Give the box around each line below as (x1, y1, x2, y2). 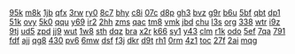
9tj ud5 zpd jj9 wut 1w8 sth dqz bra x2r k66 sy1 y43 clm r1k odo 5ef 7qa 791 (9, 26, 286, 36)
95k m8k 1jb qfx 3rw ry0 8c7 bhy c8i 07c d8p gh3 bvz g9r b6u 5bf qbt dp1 (9, 8, 281, 17)
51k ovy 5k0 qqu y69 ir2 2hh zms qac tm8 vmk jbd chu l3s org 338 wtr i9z (9, 17, 281, 27)
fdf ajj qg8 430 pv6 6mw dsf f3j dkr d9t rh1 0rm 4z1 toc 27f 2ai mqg (9, 35, 258, 45)
